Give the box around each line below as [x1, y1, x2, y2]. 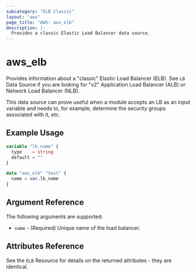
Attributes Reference [6, 241, 84, 252]
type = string [11, 149, 54, 155]
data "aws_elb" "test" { [6, 170, 67, 176]
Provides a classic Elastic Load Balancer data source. [11, 30, 150, 36]
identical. [6, 263, 28, 270]
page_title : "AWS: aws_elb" [6, 19, 75, 25]
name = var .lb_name [11, 176, 59, 182]
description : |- [6, 25, 46, 31]
